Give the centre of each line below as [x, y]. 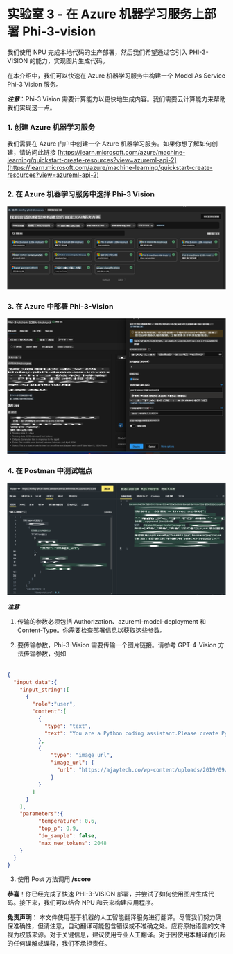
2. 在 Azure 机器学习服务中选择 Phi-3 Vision [81, 194]
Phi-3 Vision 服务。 [35, 84]
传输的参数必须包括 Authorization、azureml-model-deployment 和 [112, 621]
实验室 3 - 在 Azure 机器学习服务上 [106, 14]
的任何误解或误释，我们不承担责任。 [59, 944]
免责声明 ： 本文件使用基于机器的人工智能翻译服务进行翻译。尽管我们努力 [111, 917]
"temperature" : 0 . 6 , [68, 821]
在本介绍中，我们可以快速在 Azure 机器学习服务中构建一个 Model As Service [116, 75]
